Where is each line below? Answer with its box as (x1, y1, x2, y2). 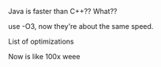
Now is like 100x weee (8, 52, 80, 61)
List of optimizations (8, 37, 74, 46)
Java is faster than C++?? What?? (8, 7, 118, 16)
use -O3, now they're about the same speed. (8, 22, 154, 30)
